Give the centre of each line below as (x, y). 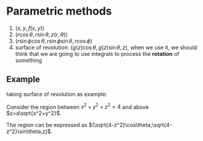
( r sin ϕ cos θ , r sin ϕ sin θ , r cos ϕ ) (54, 41)
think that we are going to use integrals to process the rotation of (97, 53)
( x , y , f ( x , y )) (30, 28)
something (29, 60)
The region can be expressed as (47, 125)
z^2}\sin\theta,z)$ (29, 131)
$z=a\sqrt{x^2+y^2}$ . (34, 113)
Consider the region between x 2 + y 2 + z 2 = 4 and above (78, 106)
